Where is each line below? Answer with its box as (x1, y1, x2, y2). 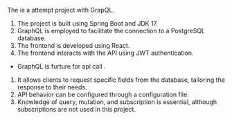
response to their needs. (17, 83, 88, 91)
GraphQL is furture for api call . (17, 62, 106, 70)
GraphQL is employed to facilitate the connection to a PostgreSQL (17, 27, 206, 35)
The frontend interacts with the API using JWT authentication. (17, 49, 194, 57)
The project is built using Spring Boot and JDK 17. (17, 19, 158, 27)
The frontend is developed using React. (17, 42, 130, 49)
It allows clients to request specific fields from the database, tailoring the (17, 76, 225, 84)
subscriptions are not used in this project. (17, 105, 136, 113)
